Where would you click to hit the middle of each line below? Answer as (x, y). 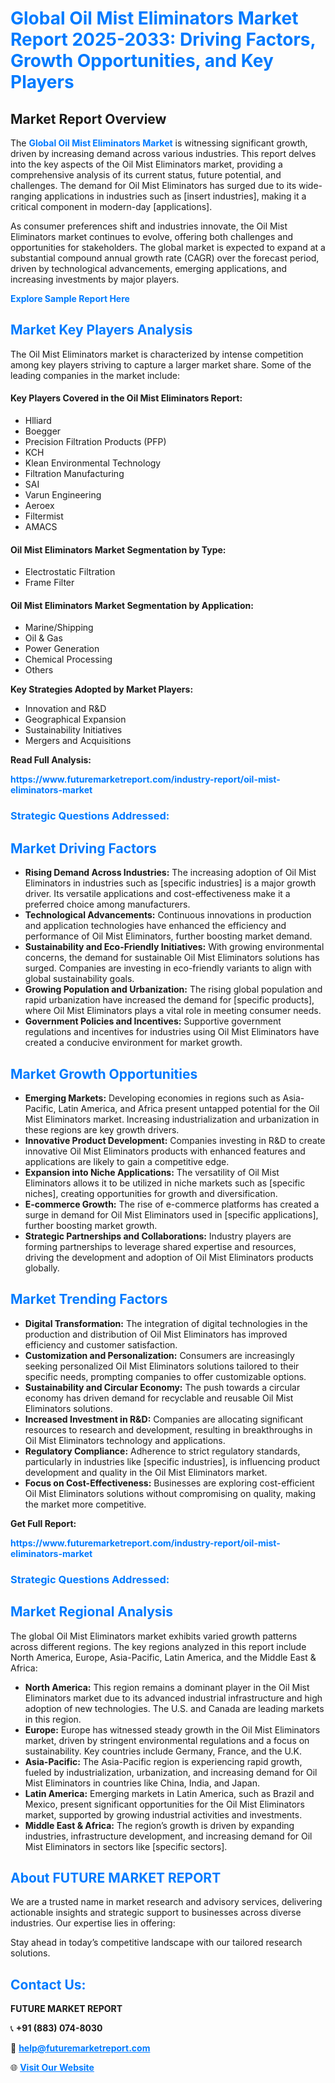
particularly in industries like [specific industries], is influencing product (172, 1461)
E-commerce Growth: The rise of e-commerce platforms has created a (172, 1204)
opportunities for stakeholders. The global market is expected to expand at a (168, 247)
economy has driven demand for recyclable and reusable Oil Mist (159, 1398)
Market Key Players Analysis (101, 330)
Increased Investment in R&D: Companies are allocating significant (164, 1419)
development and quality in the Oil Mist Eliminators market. (146, 1472)
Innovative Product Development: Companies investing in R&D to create (175, 1140)
